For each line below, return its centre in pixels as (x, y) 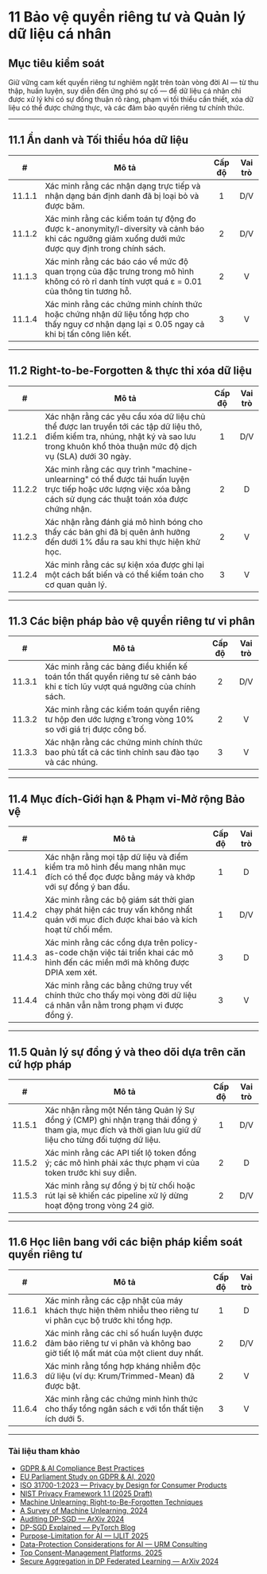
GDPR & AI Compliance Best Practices (82, 1468)
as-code (61, 953)
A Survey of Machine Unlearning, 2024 (84, 1510)
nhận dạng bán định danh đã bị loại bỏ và (122, 196)
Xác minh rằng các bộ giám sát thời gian (120, 900)
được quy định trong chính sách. (105, 248)
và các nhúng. (71, 762)
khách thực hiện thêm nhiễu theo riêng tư (122, 1310)
